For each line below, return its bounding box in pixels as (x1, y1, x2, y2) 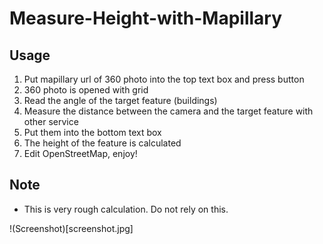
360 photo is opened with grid (23, 84, 149, 96)
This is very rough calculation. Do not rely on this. (23, 203, 229, 215)
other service (23, 116, 79, 127)
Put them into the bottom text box (23, 127, 162, 138)
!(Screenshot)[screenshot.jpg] (9, 222, 134, 234)
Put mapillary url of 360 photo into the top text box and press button (23, 73, 305, 85)
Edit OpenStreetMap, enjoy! (23, 148, 138, 159)
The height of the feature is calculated (23, 137, 182, 149)
